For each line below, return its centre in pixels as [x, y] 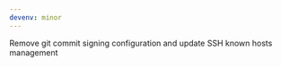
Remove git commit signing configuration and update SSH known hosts [141, 43]
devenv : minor [36, 17]
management [34, 52]
